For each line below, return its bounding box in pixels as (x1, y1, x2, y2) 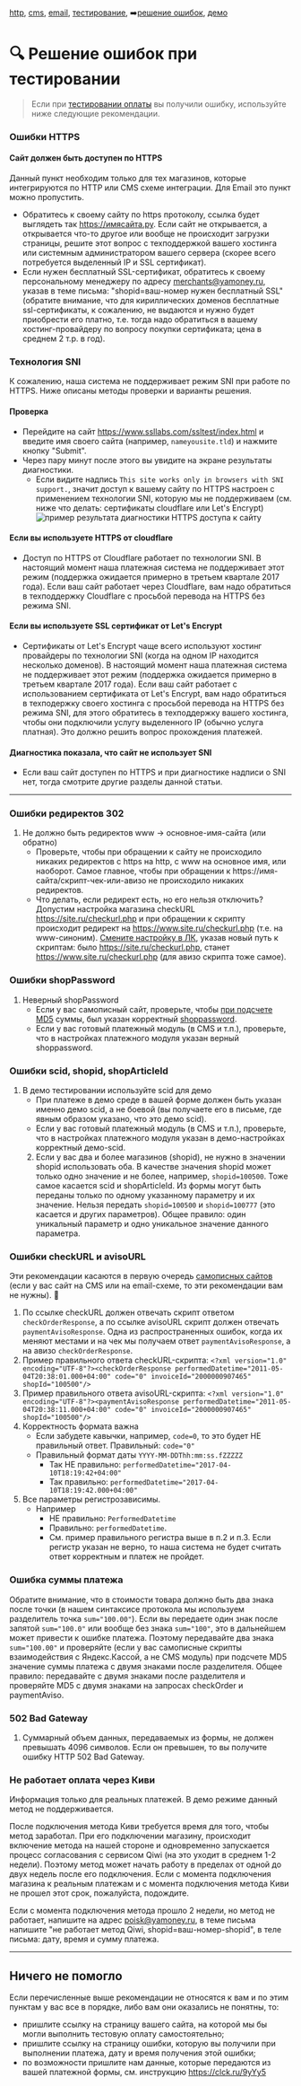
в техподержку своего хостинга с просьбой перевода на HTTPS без (21, 697, 285, 708)
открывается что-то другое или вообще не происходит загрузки (21, 228, 270, 240)
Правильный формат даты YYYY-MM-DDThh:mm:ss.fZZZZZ (35, 1450, 244, 1460)
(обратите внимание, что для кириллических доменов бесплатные (21, 295, 279, 306)
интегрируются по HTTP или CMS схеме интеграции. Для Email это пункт (9, 182, 291, 193)
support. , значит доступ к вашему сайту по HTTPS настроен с (35, 483, 275, 494)
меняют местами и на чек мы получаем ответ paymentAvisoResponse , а (21, 1336, 291, 1346)
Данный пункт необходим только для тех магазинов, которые (9, 173, 246, 184)
